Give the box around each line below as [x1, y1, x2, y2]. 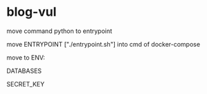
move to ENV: [6, 53, 46, 62]
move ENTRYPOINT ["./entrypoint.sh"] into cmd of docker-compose [6, 40, 201, 48]
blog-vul [6, 4, 57, 20]
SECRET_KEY [6, 80, 45, 88]
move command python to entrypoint [6, 27, 112, 35]
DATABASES [6, 67, 42, 75]
